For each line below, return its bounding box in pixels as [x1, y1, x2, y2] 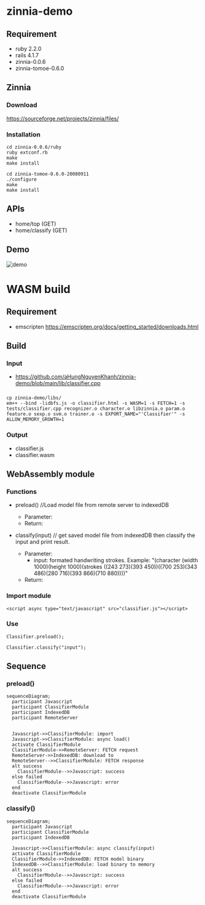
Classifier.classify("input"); [6, 644, 87, 651]
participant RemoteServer [12, 715, 79, 721]
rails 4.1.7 [15, 52, 39, 59]
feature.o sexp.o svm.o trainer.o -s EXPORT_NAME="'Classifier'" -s [6, 411, 185, 417]
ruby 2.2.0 [15, 45, 42, 52]
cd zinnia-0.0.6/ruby [6, 144, 62, 150]
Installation [6, 130, 41, 139]
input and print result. [15, 538, 70, 546]
